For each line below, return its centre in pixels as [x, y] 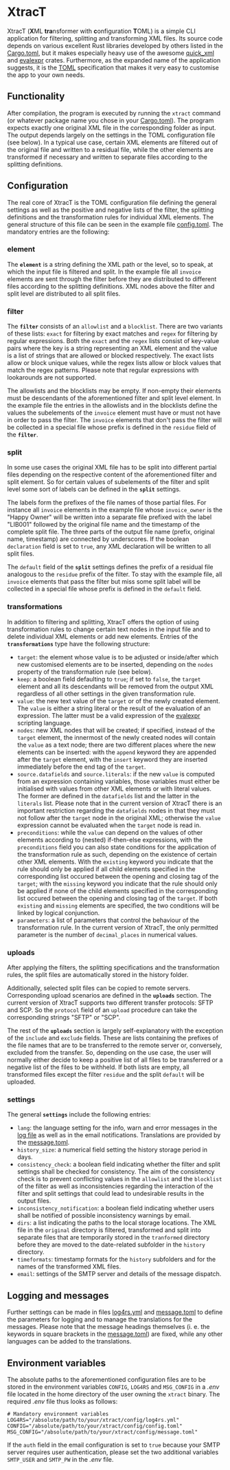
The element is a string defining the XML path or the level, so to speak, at [110, 264]
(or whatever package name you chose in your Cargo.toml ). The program [111, 120]
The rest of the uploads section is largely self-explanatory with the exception [115, 1031]
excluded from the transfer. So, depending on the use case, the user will [109, 1053]
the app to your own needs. [46, 75]
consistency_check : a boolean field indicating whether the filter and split [119, 1164]
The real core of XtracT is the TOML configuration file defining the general [112, 202]
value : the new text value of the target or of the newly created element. [118, 701]
